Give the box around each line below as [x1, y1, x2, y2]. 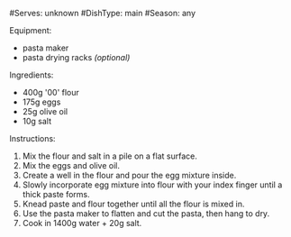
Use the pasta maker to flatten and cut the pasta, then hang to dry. [22, 208, 270, 219]
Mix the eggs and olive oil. [22, 160, 120, 170]
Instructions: [9, 133, 56, 143]
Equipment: [9, 25, 52, 35]
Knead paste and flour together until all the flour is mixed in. [22, 198, 245, 209]
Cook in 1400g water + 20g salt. [22, 218, 142, 228]
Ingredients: [9, 69, 54, 80]
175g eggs [22, 96, 61, 107]
